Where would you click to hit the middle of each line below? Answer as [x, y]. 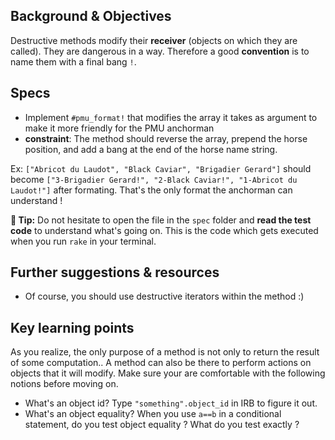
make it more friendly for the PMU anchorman [119, 128]
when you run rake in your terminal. [83, 241]
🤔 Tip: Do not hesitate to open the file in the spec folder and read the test [161, 220]
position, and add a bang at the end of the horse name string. [151, 149]
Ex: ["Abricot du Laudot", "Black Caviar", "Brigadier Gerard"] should [161, 168]
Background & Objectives [91, 16]
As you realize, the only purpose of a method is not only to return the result [165, 352]
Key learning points [72, 327]
